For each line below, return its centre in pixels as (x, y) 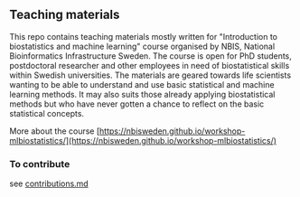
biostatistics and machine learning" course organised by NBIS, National (142, 46)
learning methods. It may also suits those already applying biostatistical (142, 94)
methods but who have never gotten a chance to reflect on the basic (137, 104)
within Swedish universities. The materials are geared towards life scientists (150, 75)
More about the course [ (55, 131)
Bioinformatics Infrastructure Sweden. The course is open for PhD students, (150, 56)
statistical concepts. (47, 113)
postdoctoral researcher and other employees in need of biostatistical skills (150, 65)
